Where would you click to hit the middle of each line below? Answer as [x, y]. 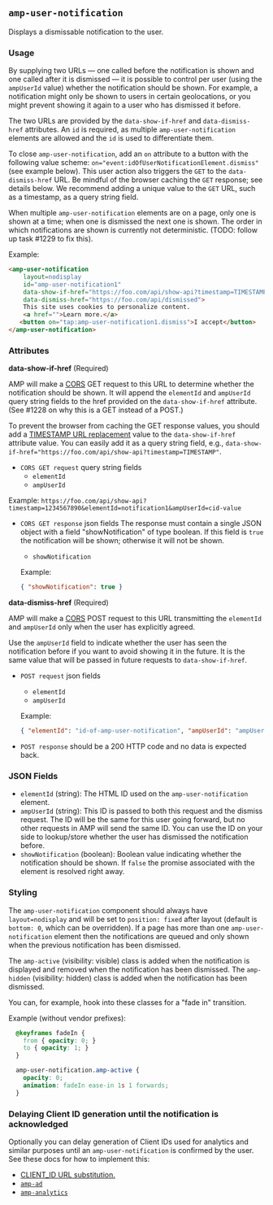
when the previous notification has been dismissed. [95, 945]
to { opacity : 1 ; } [56, 1048]
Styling [23, 893]
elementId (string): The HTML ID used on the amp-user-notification [134, 794]
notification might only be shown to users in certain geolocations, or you [130, 97]
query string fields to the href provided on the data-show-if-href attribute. [133, 402]
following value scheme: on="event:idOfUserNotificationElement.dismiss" [134, 163]
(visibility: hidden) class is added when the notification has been [140, 978]
